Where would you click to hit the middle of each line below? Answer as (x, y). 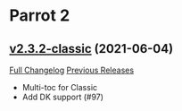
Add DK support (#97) (63, 97)
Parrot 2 (40, 16)
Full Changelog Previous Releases (72, 70)
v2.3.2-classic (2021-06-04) (91, 49)
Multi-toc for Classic (60, 87)
